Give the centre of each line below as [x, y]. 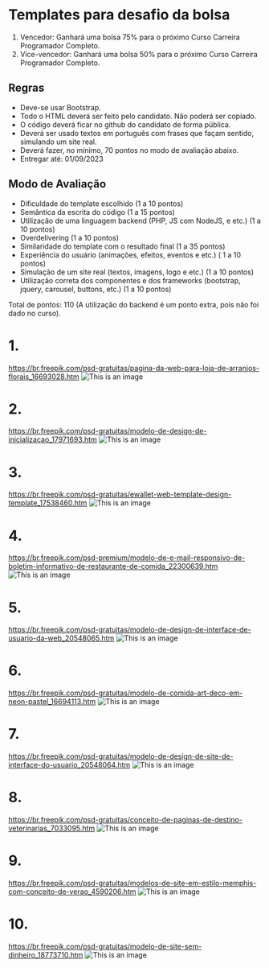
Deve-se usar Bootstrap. [61, 107]
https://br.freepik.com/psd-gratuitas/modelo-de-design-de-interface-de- [130, 630]
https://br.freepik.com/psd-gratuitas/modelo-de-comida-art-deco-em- [126, 693]
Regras [26, 88]
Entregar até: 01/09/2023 [62, 159]
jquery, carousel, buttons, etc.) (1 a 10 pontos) [96, 289]
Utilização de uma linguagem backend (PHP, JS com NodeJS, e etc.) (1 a [140, 220]
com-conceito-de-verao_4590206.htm [72, 892]
